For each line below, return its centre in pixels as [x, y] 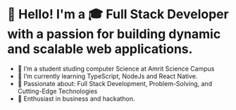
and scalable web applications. [100, 49]
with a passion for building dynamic [114, 34]
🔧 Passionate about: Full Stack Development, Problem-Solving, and [115, 83]
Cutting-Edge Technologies [57, 91]
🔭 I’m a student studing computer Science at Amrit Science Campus [116, 68]
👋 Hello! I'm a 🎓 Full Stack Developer [118, 14]
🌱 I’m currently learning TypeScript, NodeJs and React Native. [107, 76]
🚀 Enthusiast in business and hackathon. [76, 98]
